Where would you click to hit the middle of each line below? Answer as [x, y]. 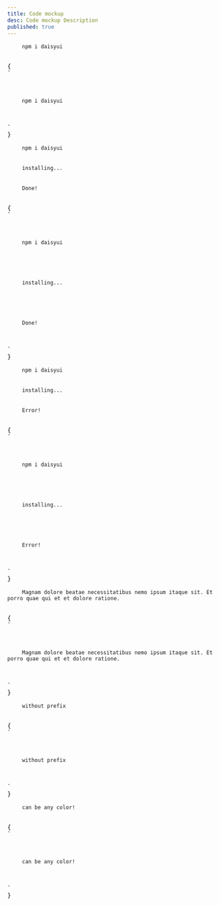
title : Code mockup [36, 14]
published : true [31, 27]
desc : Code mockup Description [53, 20]
